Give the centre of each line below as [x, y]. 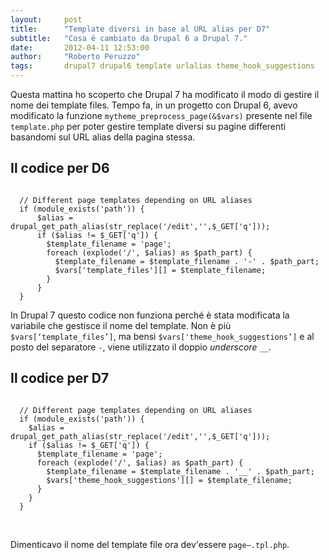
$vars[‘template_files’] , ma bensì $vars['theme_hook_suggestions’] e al [162, 336]
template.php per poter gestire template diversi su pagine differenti [148, 126]
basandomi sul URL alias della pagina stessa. [103, 137]
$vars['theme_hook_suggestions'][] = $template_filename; [169, 480]
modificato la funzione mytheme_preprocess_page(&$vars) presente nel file [161, 115]
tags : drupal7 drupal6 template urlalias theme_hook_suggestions [162, 66]
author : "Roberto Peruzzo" [75, 57]
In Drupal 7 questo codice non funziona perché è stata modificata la [150, 315]
